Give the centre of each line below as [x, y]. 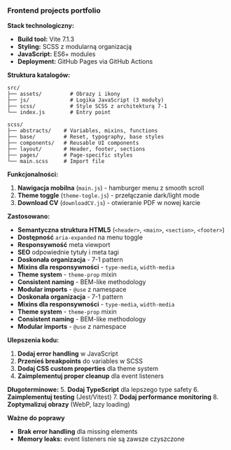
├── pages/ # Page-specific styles [70, 155]
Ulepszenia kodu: [33, 340]
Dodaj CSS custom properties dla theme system [88, 369]
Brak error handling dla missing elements [77, 432]
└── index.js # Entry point [59, 113]
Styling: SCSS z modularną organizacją [75, 47]
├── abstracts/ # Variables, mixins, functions [83, 131]
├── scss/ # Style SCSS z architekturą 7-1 [87, 106]
